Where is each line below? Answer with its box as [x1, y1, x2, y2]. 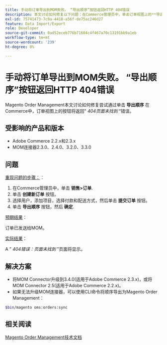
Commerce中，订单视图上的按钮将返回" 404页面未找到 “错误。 [5, 108, 134, 114]
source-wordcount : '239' [5, 40, 57, 45]
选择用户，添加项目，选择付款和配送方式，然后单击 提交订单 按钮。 [12, 197, 150, 203]
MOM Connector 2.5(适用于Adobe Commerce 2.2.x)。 [12, 283, 124, 288]
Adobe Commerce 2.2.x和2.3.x [12, 138, 76, 144]
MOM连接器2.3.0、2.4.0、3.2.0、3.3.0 [12, 144, 91, 150]
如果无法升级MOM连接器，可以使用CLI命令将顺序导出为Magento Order [12, 289, 158, 295]
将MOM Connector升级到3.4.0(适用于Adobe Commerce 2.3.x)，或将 [12, 276, 153, 282]
